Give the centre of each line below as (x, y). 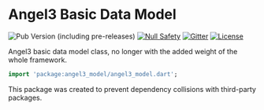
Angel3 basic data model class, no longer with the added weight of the (123, 51)
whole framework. (37, 60)
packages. (25, 97)
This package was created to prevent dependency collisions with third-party (132, 89)
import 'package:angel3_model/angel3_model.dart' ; (93, 74)
